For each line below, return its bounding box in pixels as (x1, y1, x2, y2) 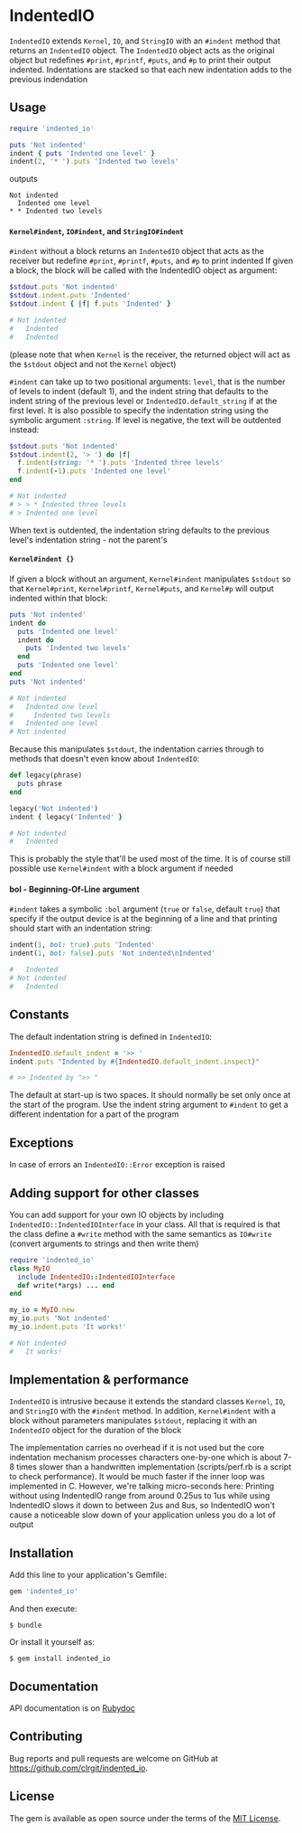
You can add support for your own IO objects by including (9, 1209, 224, 1220)
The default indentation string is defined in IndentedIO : (9, 1031, 212, 1042)
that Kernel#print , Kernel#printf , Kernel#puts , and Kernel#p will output (9, 582, 275, 593)
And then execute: (9, 1603, 78, 1614)
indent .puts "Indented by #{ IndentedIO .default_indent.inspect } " (9, 1057, 260, 1066)
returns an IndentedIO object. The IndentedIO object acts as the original (9, 44, 275, 55)
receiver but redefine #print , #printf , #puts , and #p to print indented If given (9, 255, 294, 267)
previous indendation (9, 73, 88, 84)
